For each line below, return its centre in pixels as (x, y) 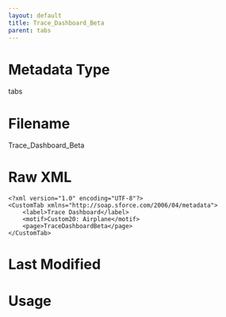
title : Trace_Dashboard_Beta (56, 23)
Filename (39, 123)
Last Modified (55, 264)
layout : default (35, 15)
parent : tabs (30, 30)
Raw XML (40, 177)
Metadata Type (59, 69)
